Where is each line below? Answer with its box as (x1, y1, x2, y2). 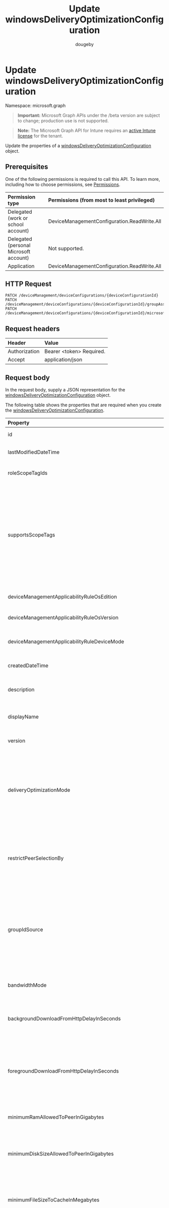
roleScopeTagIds (8, 469, 48, 476)
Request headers (5, 324, 60, 333)
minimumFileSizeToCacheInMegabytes (8, 1196, 100, 1203)
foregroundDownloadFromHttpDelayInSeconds (8, 1067, 119, 1074)
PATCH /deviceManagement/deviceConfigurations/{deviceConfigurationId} (5, 293, 158, 298)
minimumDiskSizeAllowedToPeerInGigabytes (8, 1150, 114, 1157)
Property (8, 419, 30, 426)
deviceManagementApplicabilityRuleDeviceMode (8, 638, 124, 645)
